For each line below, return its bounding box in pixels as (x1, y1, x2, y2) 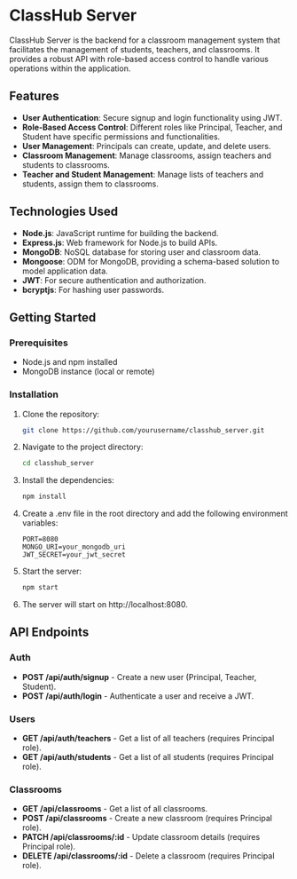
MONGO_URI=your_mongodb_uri (21, 542, 126, 551)
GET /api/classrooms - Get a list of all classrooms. (21, 804, 208, 814)
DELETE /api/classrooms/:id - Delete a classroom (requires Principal (21, 851, 275, 861)
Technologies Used (9, 204, 118, 219)
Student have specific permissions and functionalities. (21, 131, 221, 142)
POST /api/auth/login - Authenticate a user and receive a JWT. (21, 690, 254, 701)
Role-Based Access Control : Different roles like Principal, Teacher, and (21, 122, 283, 132)
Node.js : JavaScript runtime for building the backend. (21, 227, 219, 238)
